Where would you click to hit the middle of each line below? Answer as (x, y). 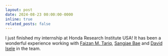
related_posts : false (28, 24)
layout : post (19, 10)
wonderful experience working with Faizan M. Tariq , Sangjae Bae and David (84, 43)
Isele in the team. (23, 48)
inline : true (19, 19)
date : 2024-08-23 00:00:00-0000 (39, 14)
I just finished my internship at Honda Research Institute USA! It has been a (83, 38)
